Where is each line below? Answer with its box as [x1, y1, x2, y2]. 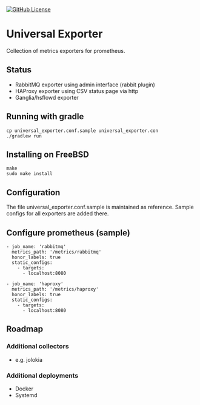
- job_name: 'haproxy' [6, 281, 64, 287]
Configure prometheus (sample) [6, 227, 130, 238]
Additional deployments [6, 371, 79, 379]
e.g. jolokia [15, 356, 43, 363]
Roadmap [6, 324, 44, 334]
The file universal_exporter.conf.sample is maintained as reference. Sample [6, 204, 194, 211]
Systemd [15, 391, 38, 398]
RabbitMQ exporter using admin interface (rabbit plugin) [15, 81, 156, 88]
